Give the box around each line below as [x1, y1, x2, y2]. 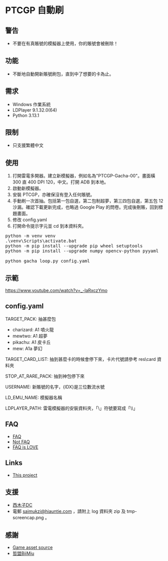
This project [12, 472, 38, 478]
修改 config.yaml [12, 217, 47, 223]
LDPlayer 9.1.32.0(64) [12, 107, 57, 113]
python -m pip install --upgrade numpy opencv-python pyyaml [5, 248, 159, 254]
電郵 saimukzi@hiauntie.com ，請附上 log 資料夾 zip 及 [12, 508, 126, 514]
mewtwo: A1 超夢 [12, 333, 48, 339]
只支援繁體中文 [12, 142, 44, 148]
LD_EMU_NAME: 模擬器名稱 [5, 394, 63, 400]
